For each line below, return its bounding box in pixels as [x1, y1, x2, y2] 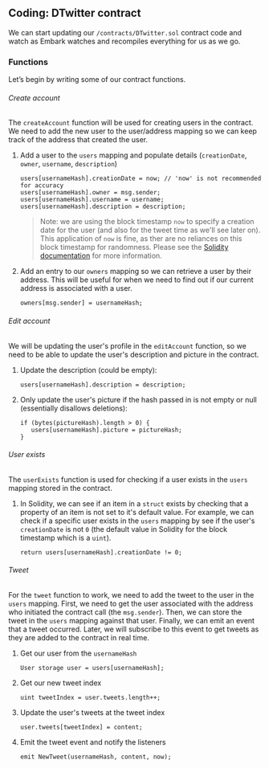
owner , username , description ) [19, 159, 118, 169]
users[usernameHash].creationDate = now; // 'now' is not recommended [19, 174, 262, 183]
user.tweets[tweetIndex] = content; [19, 723, 143, 731]
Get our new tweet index [19, 678, 102, 688]
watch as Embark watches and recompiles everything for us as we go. [8, 36, 241, 46]
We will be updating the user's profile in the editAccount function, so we [8, 341, 247, 350]
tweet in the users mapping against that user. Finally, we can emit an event [8, 615, 255, 625]
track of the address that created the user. [8, 135, 149, 145]
